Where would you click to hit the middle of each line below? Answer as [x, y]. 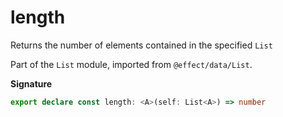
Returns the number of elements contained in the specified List [141, 45]
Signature [31, 83]
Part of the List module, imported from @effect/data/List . [131, 64]
